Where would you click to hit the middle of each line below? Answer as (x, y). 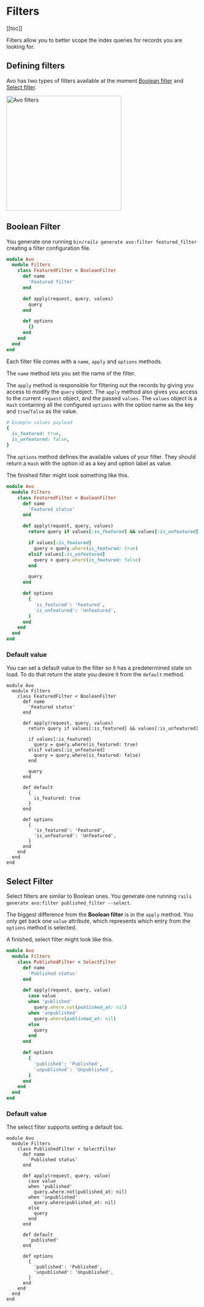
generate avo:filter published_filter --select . (69, 903)
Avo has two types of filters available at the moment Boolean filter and (95, 80)
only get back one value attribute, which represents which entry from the (99, 921)
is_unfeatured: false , (41, 439)
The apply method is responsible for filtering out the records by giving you (100, 385)
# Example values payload (39, 422)
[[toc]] (14, 28)
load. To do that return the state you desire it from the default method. (96, 675)
